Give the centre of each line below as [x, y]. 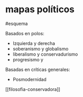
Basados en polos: [25, 33]
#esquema [17, 23]
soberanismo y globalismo [40, 48]
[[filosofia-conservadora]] [33, 89]
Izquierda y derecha [34, 43]
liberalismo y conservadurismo [45, 54]
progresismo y [28, 59]
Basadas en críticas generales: [38, 69]
